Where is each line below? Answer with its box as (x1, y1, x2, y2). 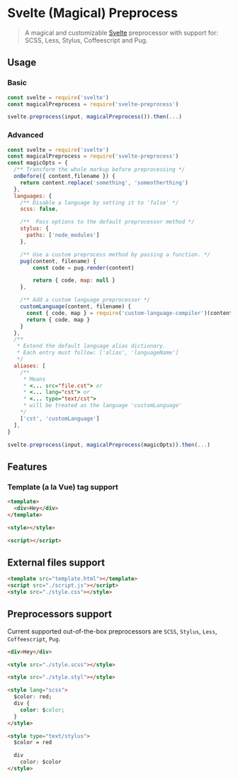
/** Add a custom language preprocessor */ (20, 297, 151, 304)
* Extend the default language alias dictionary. (16, 343, 166, 350)
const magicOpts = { (7, 160, 69, 167)
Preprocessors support (7, 608, 112, 620)
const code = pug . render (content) (33, 264, 135, 271)
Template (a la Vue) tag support (7, 482, 119, 492)
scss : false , (20, 206, 59, 213)
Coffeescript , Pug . (7, 634, 61, 643)
